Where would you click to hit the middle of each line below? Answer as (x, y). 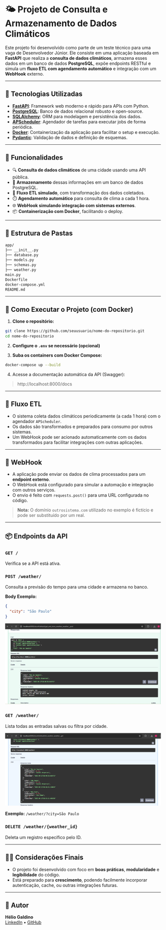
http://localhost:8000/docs (45, 384)
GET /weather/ (22, 716)
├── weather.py (21, 270)
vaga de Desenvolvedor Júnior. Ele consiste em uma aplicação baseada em (82, 53)
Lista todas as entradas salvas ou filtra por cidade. (56, 726)
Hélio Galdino (19, 917)
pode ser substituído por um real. (51, 515)
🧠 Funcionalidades (34, 158)
